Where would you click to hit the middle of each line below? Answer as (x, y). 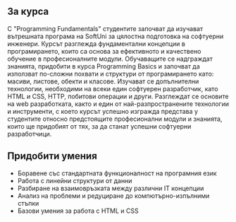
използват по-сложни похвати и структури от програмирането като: (111, 74)
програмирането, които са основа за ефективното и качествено (104, 51)
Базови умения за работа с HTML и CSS (78, 211)
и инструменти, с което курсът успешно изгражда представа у (103, 111)
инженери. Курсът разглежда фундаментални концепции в (96, 43)
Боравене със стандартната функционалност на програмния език (117, 173)
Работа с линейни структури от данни (75, 180)
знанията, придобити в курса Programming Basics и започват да (104, 66)
